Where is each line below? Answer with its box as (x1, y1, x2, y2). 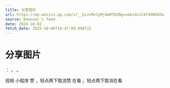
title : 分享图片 (5, 7, 36, 13)
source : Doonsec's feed (5, 17, 56, 22)
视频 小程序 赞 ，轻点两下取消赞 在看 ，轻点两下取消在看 (5, 77, 122, 83)
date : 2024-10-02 (5, 21, 42, 27)
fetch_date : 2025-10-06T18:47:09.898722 (5, 26, 92, 31)
